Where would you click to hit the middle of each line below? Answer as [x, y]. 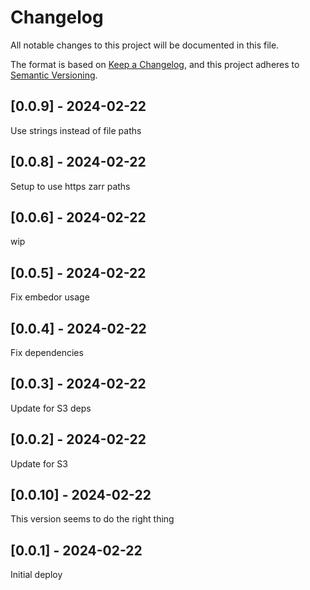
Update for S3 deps [51, 408]
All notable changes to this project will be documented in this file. [145, 45]
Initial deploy [36, 575]
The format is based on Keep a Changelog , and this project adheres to [155, 64]
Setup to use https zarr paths [70, 186]
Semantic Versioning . [54, 75]
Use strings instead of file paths [76, 130]
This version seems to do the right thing [92, 519]
